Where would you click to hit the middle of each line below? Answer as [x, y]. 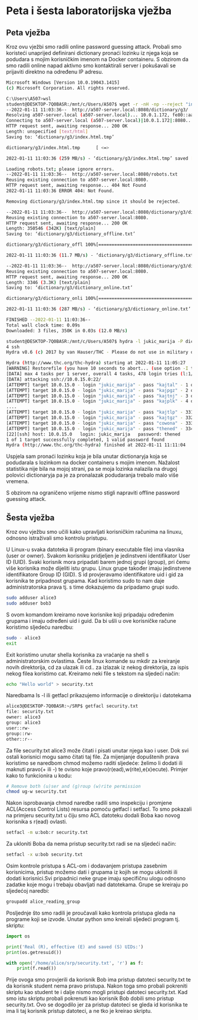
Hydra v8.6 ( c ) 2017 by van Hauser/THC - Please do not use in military [97, 352]
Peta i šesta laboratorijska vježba [89, 11]
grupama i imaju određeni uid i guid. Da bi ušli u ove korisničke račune [91, 620]
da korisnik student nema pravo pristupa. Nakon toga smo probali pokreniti [97, 986]
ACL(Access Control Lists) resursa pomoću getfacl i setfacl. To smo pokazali [99, 809]
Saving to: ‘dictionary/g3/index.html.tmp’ [60, 137]
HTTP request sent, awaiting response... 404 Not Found [76, 186]
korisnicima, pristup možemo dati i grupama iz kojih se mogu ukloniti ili [92, 872]
